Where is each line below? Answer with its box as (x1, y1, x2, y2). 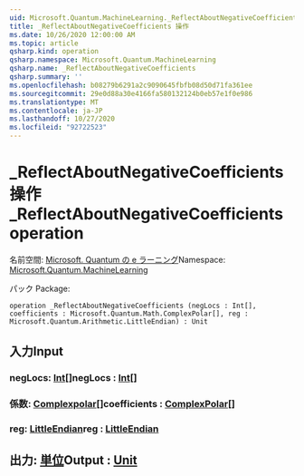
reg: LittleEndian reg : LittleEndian (9, 423, 159, 435)
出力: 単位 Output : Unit (9, 452, 138, 468)
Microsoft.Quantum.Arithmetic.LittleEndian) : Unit (9, 316, 208, 326)
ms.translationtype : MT (9, 97, 100, 107)
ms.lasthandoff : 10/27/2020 (9, 114, 116, 123)
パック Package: (9, 283, 71, 294)
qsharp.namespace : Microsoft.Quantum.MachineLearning (9, 55, 217, 64)
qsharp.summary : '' (9, 73, 83, 82)
